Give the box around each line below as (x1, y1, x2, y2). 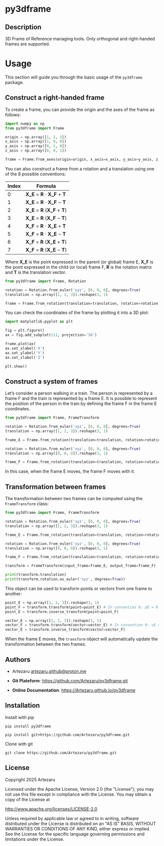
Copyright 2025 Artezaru (5, 777, 55, 783)
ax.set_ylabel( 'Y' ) (5, 350, 45, 355)
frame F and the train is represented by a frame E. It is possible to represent (5, 396, 157, 402)
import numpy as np (5, 121, 45, 126)
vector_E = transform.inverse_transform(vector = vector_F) (5, 627, 125, 632)
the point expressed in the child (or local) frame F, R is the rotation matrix (5, 264, 152, 270)
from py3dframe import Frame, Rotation (5, 278, 86, 284)
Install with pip (5, 714, 34, 720)
